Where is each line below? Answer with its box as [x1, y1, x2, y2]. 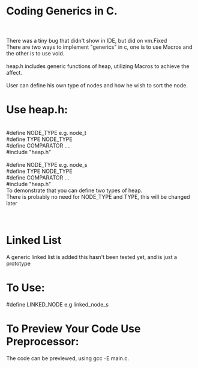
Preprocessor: [6, 334, 79, 348]
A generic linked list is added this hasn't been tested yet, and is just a [6, 253, 178, 260]
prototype [6, 260, 31, 267]
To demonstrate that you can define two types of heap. [6, 187, 143, 194]
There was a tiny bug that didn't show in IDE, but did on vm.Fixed [6, 37, 167, 44]
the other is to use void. [6, 49, 65, 57]
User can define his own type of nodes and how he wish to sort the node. [6, 81, 188, 89]
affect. [6, 69, 23, 76]
